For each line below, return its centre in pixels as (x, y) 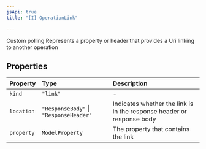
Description (130, 83)
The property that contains (151, 129)
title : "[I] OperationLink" (42, 18)
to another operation (32, 47)
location (22, 112)
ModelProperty (62, 133)
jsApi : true (21, 12)
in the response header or (150, 112)
